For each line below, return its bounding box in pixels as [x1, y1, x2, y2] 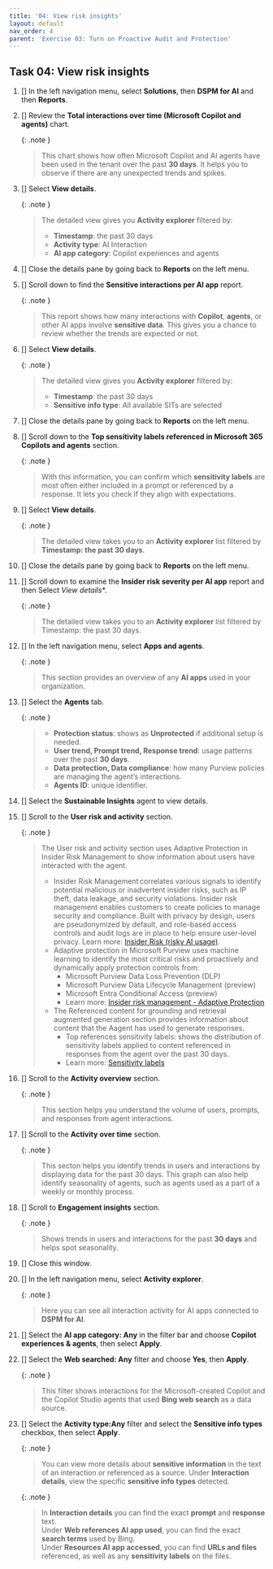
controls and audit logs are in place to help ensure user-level [53, 928, 257, 938]
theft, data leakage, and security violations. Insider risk [53, 893, 237, 903]
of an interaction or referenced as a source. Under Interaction [41, 1468, 249, 1478]
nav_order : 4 [9, 27, 54, 35]
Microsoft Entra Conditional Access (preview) [65, 989, 218, 998]
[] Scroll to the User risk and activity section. [20, 812, 173, 822]
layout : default [9, 20, 64, 28]
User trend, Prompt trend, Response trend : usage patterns [53, 745, 253, 756]
